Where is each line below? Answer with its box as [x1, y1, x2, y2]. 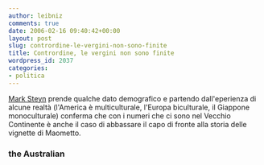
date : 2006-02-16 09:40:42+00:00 [8, 27, 121, 35]
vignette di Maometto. [8, 128, 82, 138]
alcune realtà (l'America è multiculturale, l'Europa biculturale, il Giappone [8, 102, 250, 112]
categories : [8, 64, 48, 72]
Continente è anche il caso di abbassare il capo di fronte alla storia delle [8, 119, 247, 129]
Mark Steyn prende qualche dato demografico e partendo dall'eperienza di [8, 93, 257, 103]
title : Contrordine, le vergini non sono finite [8, 49, 175, 57]
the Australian [8, 148, 65, 159]
